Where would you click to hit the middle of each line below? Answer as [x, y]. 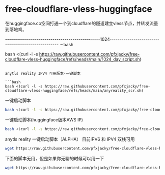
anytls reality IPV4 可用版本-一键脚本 [43, 73]
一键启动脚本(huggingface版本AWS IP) [44, 119]
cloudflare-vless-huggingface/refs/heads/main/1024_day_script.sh [72, 59]
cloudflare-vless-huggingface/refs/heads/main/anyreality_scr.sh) [74, 90]
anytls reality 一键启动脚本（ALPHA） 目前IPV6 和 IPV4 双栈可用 [70, 139]
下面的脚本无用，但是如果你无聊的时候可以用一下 [55, 158]
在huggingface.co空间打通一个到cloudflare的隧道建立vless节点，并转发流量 [82, 23]
